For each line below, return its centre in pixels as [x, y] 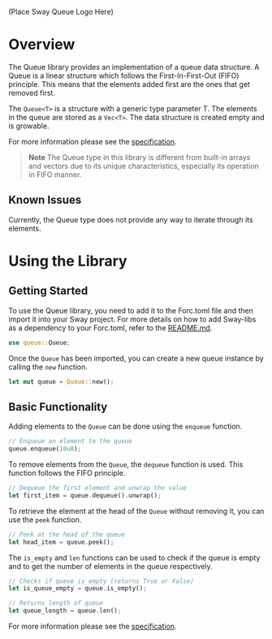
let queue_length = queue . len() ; [65, 611]
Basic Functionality [58, 406]
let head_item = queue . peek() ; [61, 542]
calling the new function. [48, 367]
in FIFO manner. [55, 175]
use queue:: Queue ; [39, 343]
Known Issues [45, 200]
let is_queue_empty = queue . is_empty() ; [78, 589]
